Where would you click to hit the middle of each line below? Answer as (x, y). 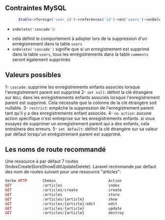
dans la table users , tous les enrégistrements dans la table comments (80, 54)
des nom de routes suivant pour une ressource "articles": (63, 172)
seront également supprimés (41, 59)
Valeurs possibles (33, 75)
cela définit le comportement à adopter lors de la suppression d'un (80, 38)
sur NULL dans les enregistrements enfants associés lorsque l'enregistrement (82, 97)
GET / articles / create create (63, 190)
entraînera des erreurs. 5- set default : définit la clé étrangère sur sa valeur (82, 129)
